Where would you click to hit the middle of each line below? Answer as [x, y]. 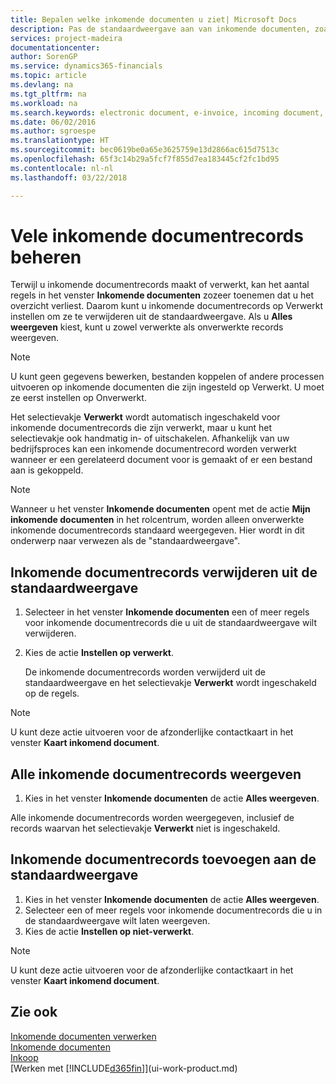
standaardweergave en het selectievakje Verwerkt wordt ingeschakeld [170, 683]
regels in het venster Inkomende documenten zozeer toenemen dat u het [162, 295]
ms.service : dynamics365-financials [86, 66]
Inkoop [24, 1057]
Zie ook [34, 1012]
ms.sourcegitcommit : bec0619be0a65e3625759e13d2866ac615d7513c [145, 150]
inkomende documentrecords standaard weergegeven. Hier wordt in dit [157, 530]
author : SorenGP [44, 57]
